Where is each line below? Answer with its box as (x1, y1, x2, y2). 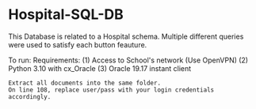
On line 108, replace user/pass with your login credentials (8, 85, 215, 94)
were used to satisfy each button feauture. (8, 39, 147, 49)
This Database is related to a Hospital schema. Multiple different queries (8, 32, 244, 41)
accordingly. (8, 92, 52, 100)
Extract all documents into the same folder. (8, 79, 161, 87)
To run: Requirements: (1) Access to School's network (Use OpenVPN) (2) (8, 55, 248, 65)
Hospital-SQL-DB (8, 6, 124, 24)
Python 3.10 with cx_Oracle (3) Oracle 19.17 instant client (8, 63, 192, 73)
